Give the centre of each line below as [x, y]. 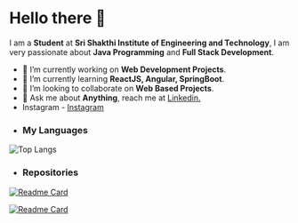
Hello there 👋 [58, 18]
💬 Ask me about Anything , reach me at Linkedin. [111, 98]
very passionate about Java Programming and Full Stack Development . [141, 52]
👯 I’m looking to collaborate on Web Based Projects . [118, 88]
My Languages [55, 130]
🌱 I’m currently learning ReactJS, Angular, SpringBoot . [123, 78]
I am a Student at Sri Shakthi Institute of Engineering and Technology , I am [149, 43]
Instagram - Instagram [63, 107]
